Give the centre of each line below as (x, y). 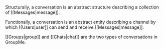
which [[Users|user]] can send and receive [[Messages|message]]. (75, 27)
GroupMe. (16, 42)
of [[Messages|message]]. (33, 12)
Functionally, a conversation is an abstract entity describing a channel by (80, 22)
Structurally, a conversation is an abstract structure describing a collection (82, 7)
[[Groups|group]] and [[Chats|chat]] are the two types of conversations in (81, 37)
